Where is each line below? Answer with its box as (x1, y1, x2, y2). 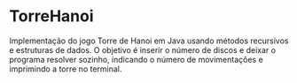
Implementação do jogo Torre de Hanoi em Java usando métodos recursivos (9, 35, 289, 46)
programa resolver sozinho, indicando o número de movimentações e (9, 54, 263, 64)
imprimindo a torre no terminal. (9, 64, 122, 74)
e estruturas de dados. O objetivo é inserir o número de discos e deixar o (9, 44, 277, 55)
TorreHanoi (9, 6, 95, 26)
